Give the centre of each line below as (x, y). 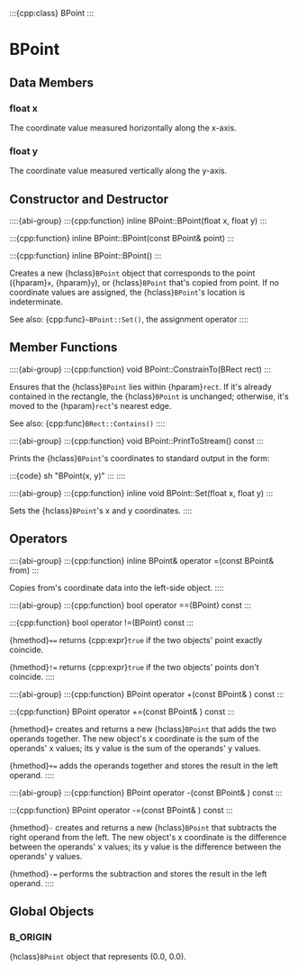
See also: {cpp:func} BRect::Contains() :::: (87, 423)
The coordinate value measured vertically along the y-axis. (118, 171)
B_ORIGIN (31, 937)
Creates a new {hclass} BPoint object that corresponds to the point (132, 273)
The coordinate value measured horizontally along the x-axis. (123, 127)
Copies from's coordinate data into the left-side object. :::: (117, 587)
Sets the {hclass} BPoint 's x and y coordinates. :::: (101, 510)
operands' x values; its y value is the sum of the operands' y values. (135, 748)
